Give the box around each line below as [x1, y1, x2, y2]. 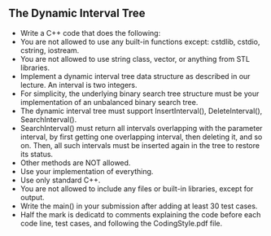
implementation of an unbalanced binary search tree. [20, 97, 199, 107]
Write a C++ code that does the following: [20, 28, 161, 37]
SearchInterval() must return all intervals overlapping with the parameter [20, 123, 263, 133]
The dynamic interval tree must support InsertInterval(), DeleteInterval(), [20, 106, 263, 116]
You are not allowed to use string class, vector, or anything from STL [20, 54, 251, 63]
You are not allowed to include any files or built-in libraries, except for [20, 183, 254, 194]
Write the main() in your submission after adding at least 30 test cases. [20, 201, 258, 211]
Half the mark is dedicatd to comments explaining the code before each [20, 209, 261, 219]
